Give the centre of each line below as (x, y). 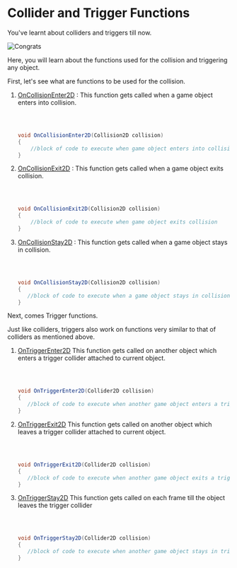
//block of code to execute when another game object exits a (121, 478)
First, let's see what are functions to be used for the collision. (97, 81)
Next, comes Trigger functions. (53, 315)
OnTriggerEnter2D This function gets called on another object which (117, 351)
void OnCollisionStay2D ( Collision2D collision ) (89, 282)
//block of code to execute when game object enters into (118, 149)
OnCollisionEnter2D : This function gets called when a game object (115, 95)
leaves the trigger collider (55, 505)
